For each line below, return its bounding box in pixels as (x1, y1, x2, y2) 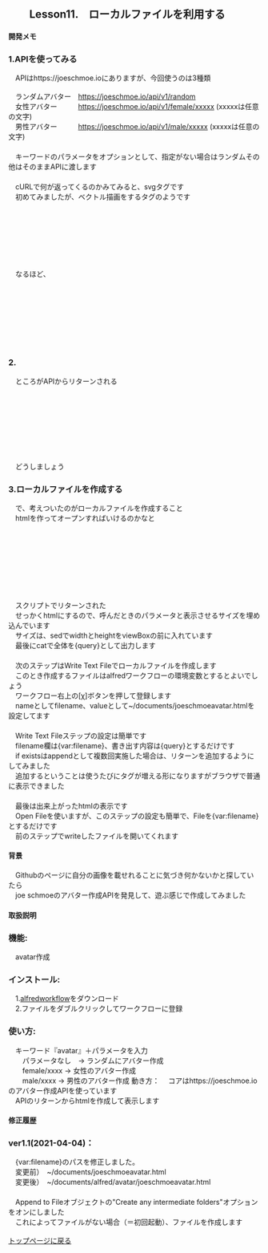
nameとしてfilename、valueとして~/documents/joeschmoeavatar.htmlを (14, 700, 255, 710)
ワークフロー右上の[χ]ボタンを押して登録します (14, 691, 172, 700)
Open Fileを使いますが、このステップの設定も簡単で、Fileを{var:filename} (14, 811, 259, 821)
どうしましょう (14, 461, 65, 471)
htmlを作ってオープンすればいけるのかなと (14, 513, 155, 523)
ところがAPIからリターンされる (14, 376, 118, 386)
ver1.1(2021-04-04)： (8, 1137, 94, 1149)
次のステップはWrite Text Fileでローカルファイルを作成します (14, 660, 218, 670)
